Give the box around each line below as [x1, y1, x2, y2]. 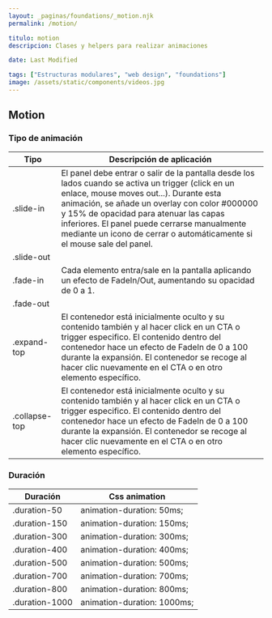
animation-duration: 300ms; [80, 531, 189, 542]
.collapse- [12, 410, 53, 421]
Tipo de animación [8, 133, 83, 144]
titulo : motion [8, 34, 60, 42]
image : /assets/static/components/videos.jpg [8, 79, 164, 87]
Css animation [108, 491, 166, 502]
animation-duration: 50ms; [80, 504, 184, 515]
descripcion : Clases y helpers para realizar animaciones [8, 41, 208, 49]
